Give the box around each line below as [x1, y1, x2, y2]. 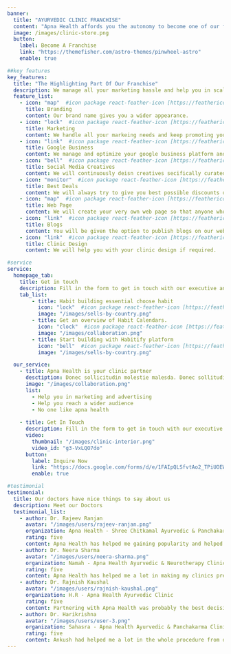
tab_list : [19, 291, 48, 298]
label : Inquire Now [32, 458, 88, 464]
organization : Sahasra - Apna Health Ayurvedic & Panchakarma [25, 624, 208, 631]
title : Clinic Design [25, 241, 88, 247]
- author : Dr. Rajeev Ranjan [19, 515, 103, 522]
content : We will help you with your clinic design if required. [25, 247, 217, 254]
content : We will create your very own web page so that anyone [25, 208, 214, 216]
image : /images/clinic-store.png [13, 29, 109, 37]
